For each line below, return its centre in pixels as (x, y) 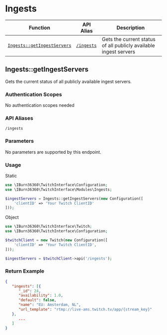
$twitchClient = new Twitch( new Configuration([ (56, 240)
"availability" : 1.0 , (41, 296)
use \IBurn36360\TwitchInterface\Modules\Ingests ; (59, 189)
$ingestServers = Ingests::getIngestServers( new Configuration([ (74, 198)
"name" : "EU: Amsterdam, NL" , (49, 305)
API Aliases (19, 118)
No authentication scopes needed (40, 105)
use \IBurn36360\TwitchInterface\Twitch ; (49, 227)
